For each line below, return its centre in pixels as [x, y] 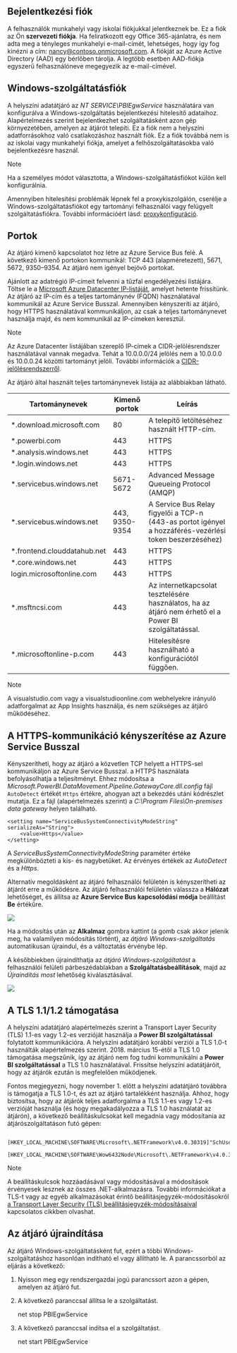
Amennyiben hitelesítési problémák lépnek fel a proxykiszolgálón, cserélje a [117, 199]
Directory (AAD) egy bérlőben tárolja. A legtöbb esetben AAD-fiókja [106, 59]
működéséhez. [29, 714]
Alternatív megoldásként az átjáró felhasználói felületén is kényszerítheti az [117, 882]
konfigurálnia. [27, 185]
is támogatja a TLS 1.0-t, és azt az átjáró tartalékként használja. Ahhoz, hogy [118, 1093]
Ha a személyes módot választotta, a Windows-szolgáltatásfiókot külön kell [117, 177]
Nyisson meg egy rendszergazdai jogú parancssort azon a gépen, [113, 1279]
